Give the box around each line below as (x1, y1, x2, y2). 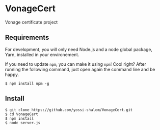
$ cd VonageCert (5, 111, 38, 117)
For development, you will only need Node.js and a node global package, (5, 46, 153, 52)
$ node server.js (5, 120, 41, 125)
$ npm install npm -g (5, 81, 50, 86)
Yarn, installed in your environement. (5, 52, 80, 57)
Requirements (5, 33, 49, 42)
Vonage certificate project (5, 19, 58, 25)
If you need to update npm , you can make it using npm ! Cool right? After (5, 61, 146, 67)
